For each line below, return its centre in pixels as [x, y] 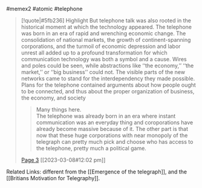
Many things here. [59, 109]
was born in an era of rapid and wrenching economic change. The [103, 33]
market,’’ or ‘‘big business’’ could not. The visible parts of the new [103, 72]
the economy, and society [53, 98]
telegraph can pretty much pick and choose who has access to [115, 142]
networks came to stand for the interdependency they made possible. [108, 79]
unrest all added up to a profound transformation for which [94, 53]
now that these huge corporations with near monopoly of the [112, 135]
